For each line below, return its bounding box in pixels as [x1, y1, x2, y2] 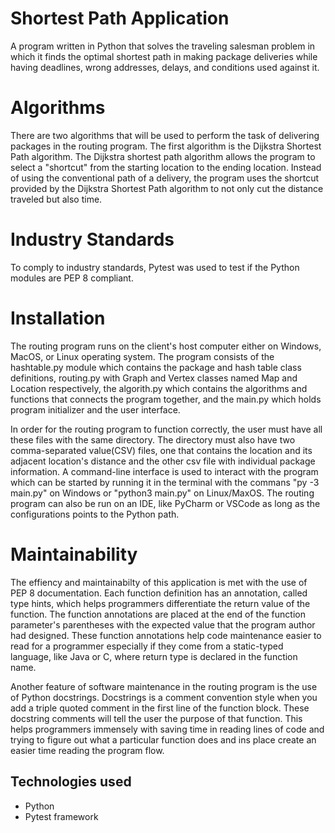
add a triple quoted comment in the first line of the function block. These [10, 702, 310, 714]
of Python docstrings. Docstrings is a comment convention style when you [10, 691, 318, 703]
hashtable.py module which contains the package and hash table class [10, 361, 302, 373]
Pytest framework [24, 810, 99, 822]
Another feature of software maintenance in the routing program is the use [10, 680, 318, 692]
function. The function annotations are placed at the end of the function [10, 608, 306, 620]
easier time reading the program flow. [10, 744, 165, 756]
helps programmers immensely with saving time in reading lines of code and [10, 723, 325, 735]
